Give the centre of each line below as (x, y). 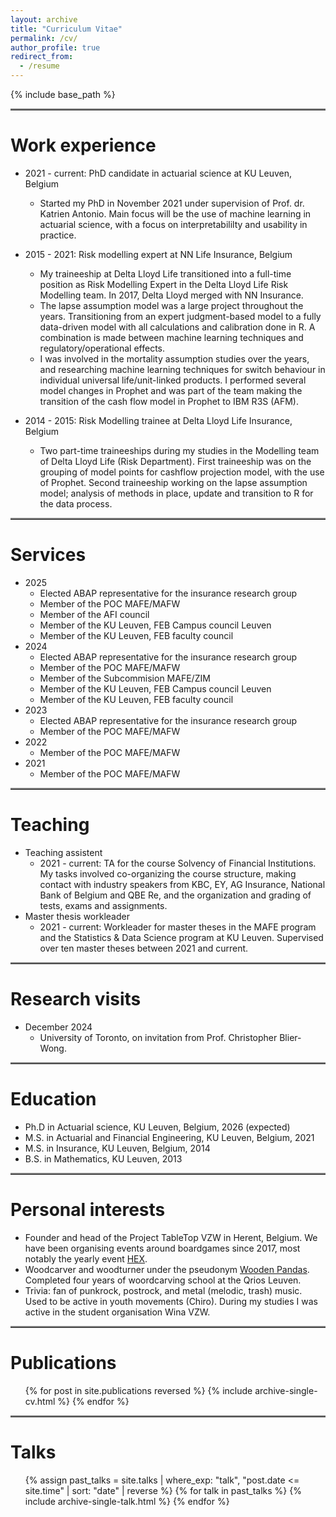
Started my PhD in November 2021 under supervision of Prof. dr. (172, 203)
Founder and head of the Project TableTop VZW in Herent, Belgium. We (171, 1237)
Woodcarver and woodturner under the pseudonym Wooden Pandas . (167, 1269)
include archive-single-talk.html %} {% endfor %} (127, 1501)
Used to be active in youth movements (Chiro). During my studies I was (171, 1301)
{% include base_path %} (63, 94)
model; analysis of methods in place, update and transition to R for (176, 493)
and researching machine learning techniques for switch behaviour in (182, 369)
